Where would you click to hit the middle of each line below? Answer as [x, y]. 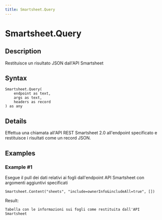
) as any [14, 106]
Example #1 [19, 167]
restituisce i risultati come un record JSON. [48, 138]
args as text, [28, 98]
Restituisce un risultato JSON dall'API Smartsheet [54, 63]
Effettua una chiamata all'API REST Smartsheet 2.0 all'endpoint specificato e [81, 133]
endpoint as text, [32, 94]
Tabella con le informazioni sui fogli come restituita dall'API [72, 209]
